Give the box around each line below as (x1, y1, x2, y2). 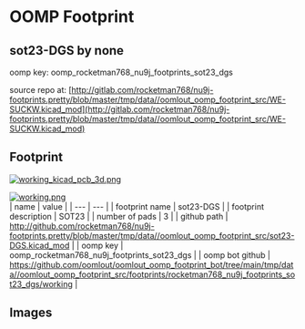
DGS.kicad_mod (9, 240, 70, 251)
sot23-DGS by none (9, 43, 125, 58)
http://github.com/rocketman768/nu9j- (9, 221, 155, 231)
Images (9, 305, 53, 321)
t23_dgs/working (9, 278, 73, 289)
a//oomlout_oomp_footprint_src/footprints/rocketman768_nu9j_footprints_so (9, 269, 296, 280)
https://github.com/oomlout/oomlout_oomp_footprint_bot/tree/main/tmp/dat (9, 259, 294, 270)
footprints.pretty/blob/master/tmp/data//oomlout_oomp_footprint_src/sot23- (9, 230, 295, 241)
